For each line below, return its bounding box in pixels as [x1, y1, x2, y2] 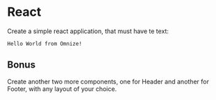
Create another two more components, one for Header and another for [7, 77, 210, 86]
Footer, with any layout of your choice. [7, 84, 117, 93]
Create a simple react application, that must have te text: [7, 27, 169, 35]
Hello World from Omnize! [7, 40, 82, 47]
